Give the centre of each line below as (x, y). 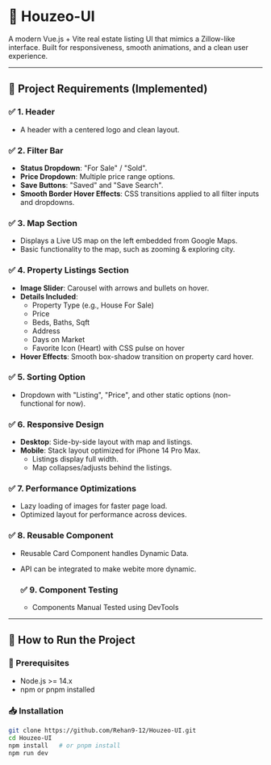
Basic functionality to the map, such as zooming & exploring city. (127, 249)
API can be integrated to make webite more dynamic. (108, 569)
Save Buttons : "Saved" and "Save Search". (92, 185)
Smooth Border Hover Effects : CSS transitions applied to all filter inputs (140, 194)
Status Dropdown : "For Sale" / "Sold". (83, 168)
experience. (28, 56)
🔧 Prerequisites (39, 663)
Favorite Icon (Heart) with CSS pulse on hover (108, 348)
